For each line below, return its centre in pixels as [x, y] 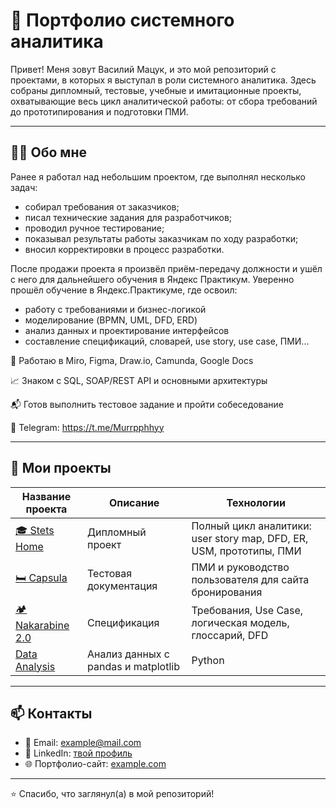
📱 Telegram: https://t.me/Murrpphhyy [87, 427]
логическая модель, [240, 623]
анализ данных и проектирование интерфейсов [127, 330]
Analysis [35, 666]
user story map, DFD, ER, [250, 538]
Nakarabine [42, 625]
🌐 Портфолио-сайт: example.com [95, 764]
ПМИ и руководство [240, 567]
